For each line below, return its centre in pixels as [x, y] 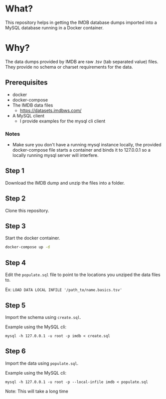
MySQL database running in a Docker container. [54, 27]
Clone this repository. [27, 210]
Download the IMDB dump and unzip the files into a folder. [65, 183]
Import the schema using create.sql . [43, 317]
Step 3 [15, 226]
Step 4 [16, 262]
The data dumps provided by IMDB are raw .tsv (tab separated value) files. [82, 61]
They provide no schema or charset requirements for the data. [69, 67]
